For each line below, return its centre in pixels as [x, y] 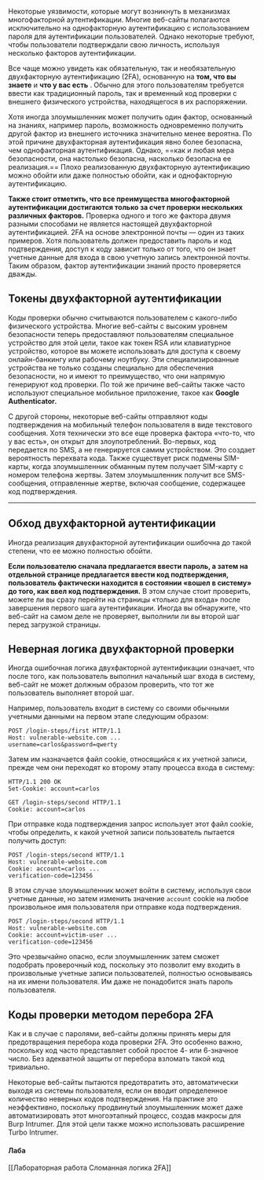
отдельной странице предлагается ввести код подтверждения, [119, 574]
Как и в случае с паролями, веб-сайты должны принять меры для [119, 1034]
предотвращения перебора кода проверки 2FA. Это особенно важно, [125, 1042]
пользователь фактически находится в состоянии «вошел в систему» [130, 583]
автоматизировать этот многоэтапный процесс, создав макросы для [125, 1116]
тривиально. [29, 1067]
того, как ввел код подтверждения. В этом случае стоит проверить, [135, 591]
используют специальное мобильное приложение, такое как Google [124, 393]
